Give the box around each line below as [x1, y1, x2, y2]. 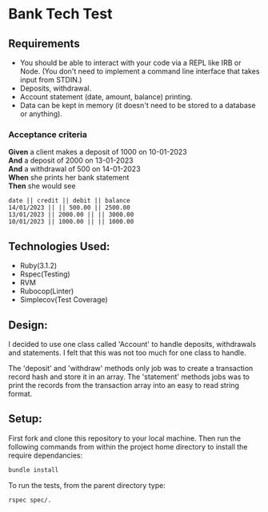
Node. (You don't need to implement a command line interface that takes [19, 67, 260, 76]
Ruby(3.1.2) [19, 261, 58, 271]
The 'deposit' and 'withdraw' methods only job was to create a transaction [8, 363, 254, 373]
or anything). [19, 109, 62, 119]
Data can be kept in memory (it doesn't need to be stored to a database [19, 101, 256, 110]
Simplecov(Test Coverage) [19, 295, 108, 304]
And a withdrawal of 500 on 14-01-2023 [8, 164, 142, 174]
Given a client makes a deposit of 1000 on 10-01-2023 [8, 147, 188, 157]
